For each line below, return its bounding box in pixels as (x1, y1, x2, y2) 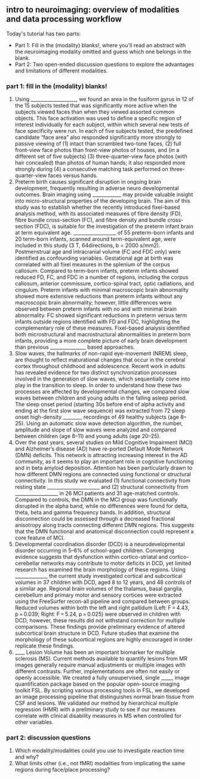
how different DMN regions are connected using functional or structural (14, 471, 191, 478)
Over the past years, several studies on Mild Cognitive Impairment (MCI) (14, 439, 193, 446)
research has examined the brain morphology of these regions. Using (14, 566, 186, 573)
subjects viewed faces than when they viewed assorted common (14, 108, 175, 115)
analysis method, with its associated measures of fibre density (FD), (14, 210, 183, 217)
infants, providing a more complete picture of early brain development (14, 337, 187, 345)
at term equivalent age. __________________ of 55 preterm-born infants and (14, 229, 194, 236)
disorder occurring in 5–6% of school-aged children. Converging (14, 547, 174, 554)
